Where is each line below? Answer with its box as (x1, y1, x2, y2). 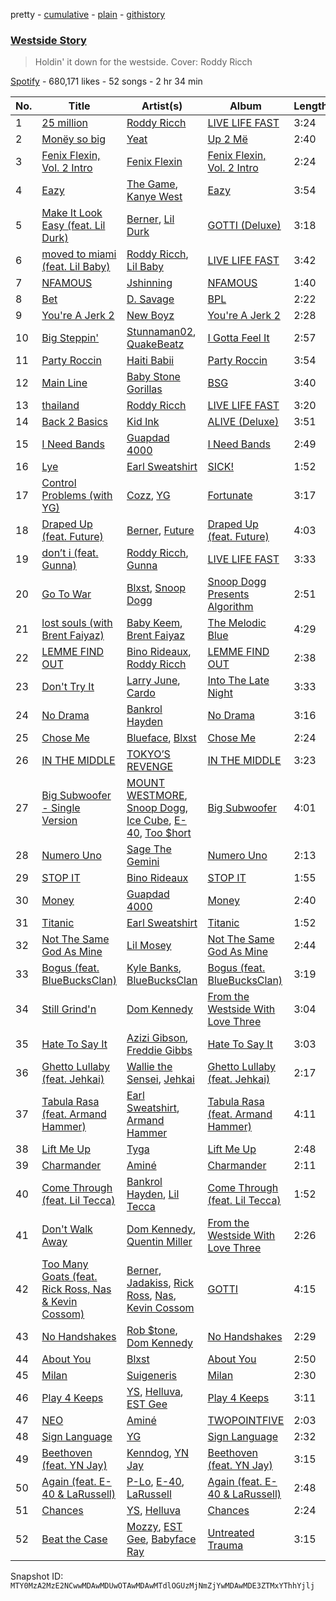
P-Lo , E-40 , (126, 1475, 185, 1489)
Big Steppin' (41, 331, 100, 345)
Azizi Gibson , (126, 1031, 189, 1045)
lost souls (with (41, 616, 113, 630)
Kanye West (126, 190, 183, 204)
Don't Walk (41, 1222, 93, 1236)
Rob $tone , (126, 1324, 178, 1338)
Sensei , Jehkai (126, 1072, 195, 1086)
